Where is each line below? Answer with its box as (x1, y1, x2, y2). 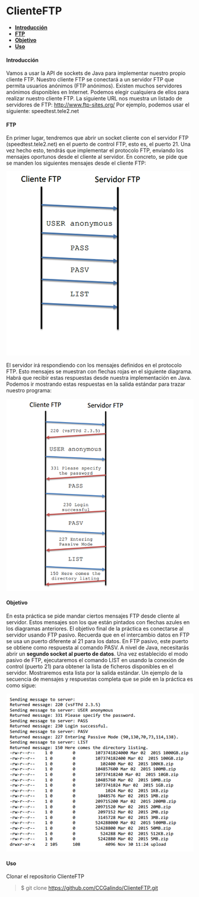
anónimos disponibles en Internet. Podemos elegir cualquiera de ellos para (6, 89, 189, 96)
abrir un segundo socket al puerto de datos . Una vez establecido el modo (6, 650, 188, 657)
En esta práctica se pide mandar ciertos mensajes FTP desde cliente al (6, 612, 180, 619)
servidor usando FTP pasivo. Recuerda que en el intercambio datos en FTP (6, 631, 190, 638)
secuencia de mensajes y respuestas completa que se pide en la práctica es (6, 675, 193, 682)
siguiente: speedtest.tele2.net (6, 108, 79, 115)
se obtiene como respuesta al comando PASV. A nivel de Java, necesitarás (6, 644, 189, 651)
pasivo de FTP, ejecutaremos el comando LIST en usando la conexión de (6, 656, 185, 663)
